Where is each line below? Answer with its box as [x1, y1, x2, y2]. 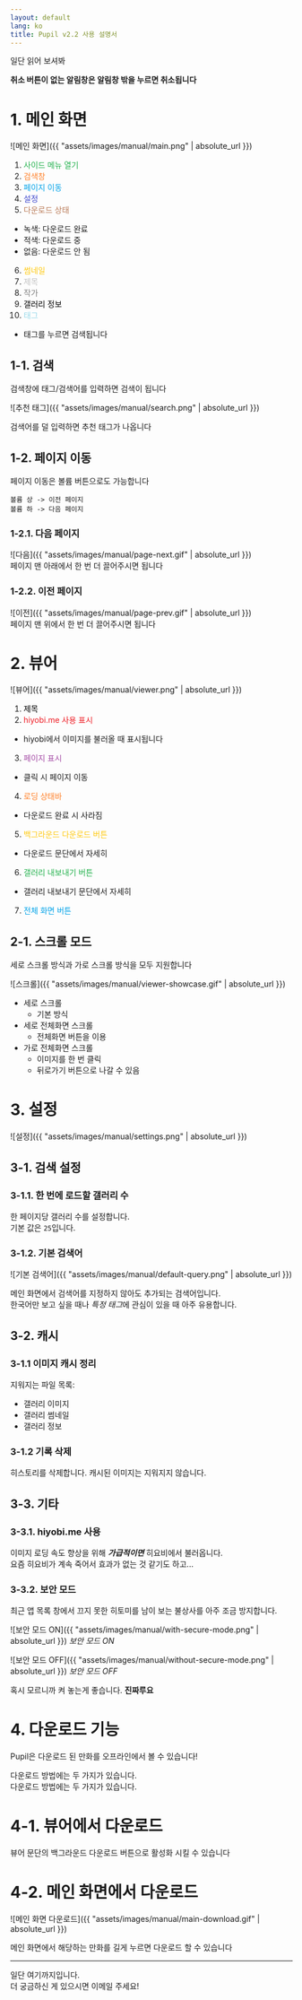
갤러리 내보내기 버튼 [22, 867, 93, 878]
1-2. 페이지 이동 [10, 450, 92, 465]
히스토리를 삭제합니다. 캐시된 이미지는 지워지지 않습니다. [10, 1467, 207, 1478]
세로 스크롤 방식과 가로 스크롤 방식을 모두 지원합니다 [10, 960, 192, 970]
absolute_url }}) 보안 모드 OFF [10, 1665, 118, 1677]
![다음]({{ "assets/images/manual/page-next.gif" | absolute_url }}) [10, 549, 252, 561]
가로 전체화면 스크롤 [22, 1042, 93, 1054]
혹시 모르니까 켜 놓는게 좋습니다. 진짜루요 [10, 1685, 154, 1696]
